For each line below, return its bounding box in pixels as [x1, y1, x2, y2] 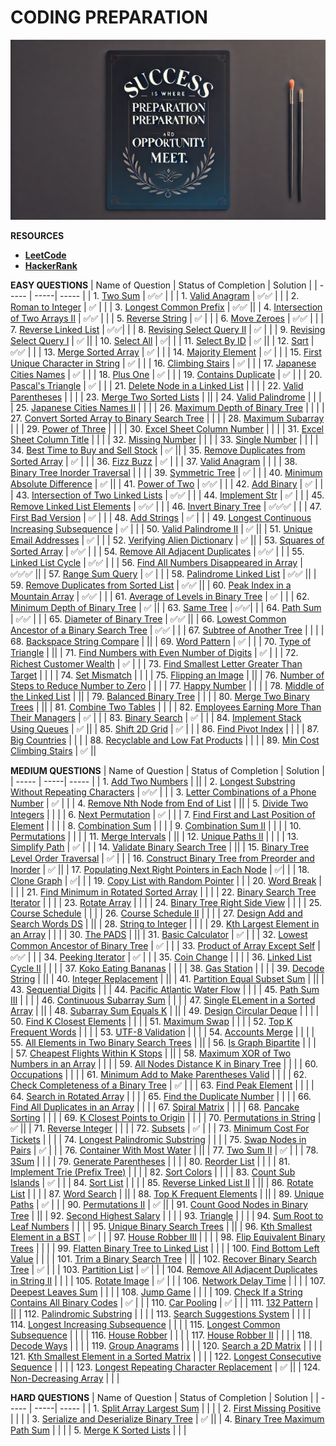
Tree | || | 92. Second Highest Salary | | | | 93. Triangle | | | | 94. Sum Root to [10, 1209, 324, 1221]
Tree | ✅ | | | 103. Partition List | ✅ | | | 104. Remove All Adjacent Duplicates [10, 1263, 318, 1275]
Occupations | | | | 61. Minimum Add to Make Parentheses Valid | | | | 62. [10, 1068, 308, 1080]
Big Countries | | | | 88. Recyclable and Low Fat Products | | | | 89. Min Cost [10, 734, 320, 746]
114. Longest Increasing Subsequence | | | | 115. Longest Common [10, 1318, 281, 1330]
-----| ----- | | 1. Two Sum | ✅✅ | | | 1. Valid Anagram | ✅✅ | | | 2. [34, 289, 300, 301]
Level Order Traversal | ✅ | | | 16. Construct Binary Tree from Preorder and [10, 852, 315, 864]
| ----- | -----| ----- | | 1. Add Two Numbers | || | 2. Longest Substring [10, 775, 296, 787]
